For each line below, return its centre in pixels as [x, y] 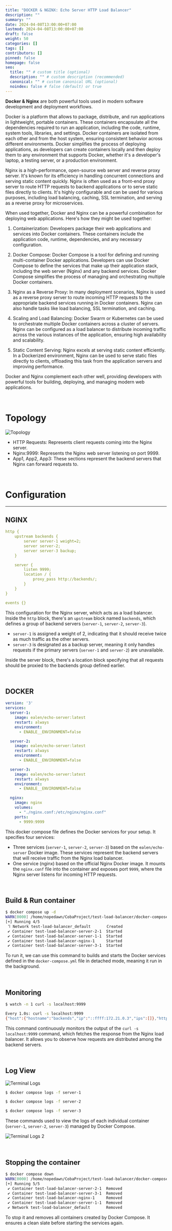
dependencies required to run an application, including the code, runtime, [83, 127]
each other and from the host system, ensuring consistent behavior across [84, 138]
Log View [20, 1071]
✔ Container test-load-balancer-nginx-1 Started [65, 941]
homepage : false [23, 63]
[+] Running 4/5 [23, 922]
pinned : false [20, 58]
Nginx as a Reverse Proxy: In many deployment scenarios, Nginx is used [89, 292]
